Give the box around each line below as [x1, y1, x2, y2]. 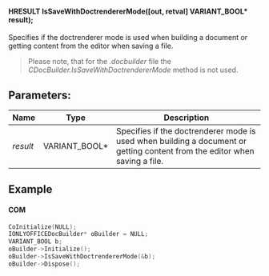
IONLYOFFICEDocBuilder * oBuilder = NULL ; [8, 230, 149, 238]
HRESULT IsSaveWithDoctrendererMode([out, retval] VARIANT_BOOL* [8, 6, 248, 16]
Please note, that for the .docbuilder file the [27, 57, 172, 66]
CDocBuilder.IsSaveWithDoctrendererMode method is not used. [27, 65, 239, 75]
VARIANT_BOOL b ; [8, 238, 62, 246]
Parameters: [8, 88, 71, 102]
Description [163, 112, 210, 123]
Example [8, 182, 53, 196]
